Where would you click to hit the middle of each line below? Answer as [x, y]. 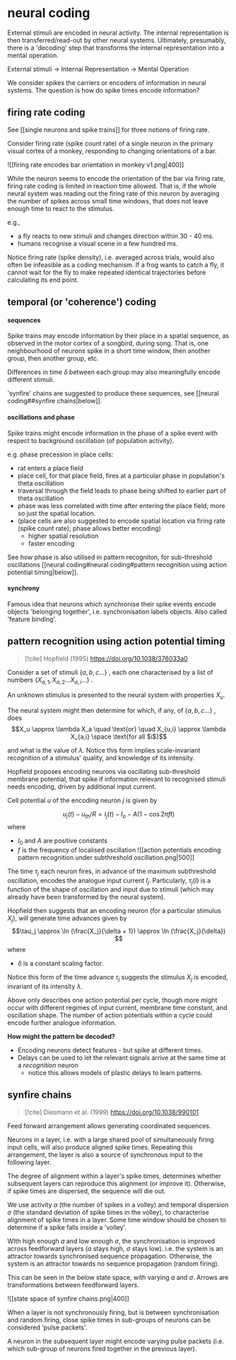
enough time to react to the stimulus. [61, 208]
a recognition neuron [48, 1065]
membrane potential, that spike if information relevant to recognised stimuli [117, 779]
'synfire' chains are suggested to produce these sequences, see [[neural [113, 393]
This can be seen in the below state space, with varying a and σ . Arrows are [118, 1277]
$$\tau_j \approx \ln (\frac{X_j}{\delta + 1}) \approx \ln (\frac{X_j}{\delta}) [119, 931]
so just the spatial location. [57, 513]
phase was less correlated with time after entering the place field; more [121, 505]
